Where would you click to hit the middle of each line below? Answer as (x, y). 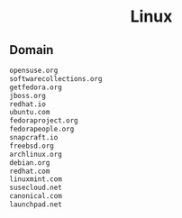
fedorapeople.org (42, 129)
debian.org (30, 163)
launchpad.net (36, 204)
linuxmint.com (36, 179)
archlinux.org (36, 154)
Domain (32, 50)
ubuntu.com (30, 113)
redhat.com (30, 171)
